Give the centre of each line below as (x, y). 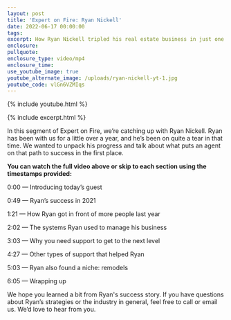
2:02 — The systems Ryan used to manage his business (87, 228)
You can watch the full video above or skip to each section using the (107, 166)
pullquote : (23, 53)
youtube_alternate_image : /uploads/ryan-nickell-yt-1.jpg (92, 78)
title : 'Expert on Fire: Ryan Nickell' (65, 20)
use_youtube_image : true (43, 71)
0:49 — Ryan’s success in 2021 (52, 201)
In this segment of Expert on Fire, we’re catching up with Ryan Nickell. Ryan (115, 131)
